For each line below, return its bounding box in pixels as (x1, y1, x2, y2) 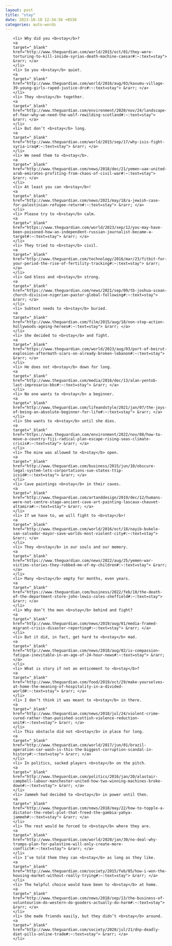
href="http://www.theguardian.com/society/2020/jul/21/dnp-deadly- (12, 927, 160, 933)
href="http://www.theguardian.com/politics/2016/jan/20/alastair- (12, 774, 158, 779)
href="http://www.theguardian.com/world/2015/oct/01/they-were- (12, 49, 154, 55)
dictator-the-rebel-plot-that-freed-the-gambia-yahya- (12, 810, 133, 815)
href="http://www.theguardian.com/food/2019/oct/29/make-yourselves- (12, 680, 165, 685)
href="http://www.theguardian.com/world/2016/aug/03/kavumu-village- (12, 81, 165, 86)
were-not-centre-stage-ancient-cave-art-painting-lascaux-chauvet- (12, 499, 160, 505)
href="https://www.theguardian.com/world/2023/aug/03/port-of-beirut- (12, 347, 167, 352)
